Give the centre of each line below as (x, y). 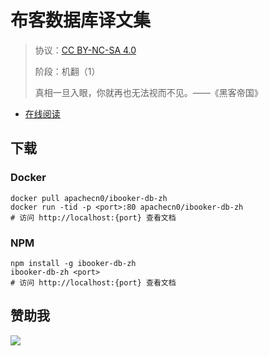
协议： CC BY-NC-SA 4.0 (85, 50)
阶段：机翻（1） (67, 71)
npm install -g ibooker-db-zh (73, 263)
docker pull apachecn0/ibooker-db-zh (89, 198)
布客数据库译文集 (81, 20)
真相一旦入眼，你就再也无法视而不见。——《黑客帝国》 (148, 92)
